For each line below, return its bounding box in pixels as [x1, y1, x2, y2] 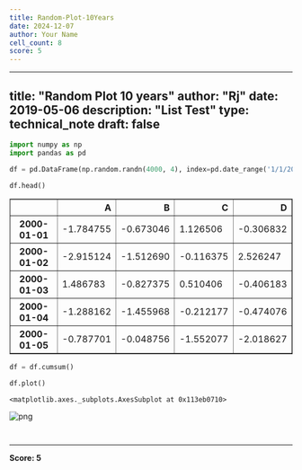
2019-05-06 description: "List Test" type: [9, 102, 250, 118]
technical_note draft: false [9, 116, 160, 131]
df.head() [9, 181, 47, 190]
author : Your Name [9, 30, 78, 39]
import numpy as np [9, 140, 83, 149]
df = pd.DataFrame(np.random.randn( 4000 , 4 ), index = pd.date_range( [9, 164, 268, 173]
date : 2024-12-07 [9, 22, 75, 31]
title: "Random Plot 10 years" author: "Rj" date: [9, 88, 279, 103]
